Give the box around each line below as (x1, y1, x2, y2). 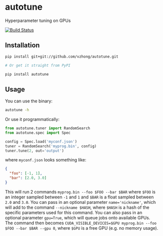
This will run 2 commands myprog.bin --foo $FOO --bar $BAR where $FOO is (5, 189, 156, 195)
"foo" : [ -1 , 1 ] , (9, 171, 42, 176)
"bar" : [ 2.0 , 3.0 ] (9, 176, 47, 180)
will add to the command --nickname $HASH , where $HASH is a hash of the (5, 204, 149, 210)
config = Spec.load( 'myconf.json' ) (5, 139, 77, 144)
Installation (5, 41, 40, 50)
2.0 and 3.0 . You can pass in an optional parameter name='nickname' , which (5, 199, 156, 205)
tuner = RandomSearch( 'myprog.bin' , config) (5, 143, 97, 149)
